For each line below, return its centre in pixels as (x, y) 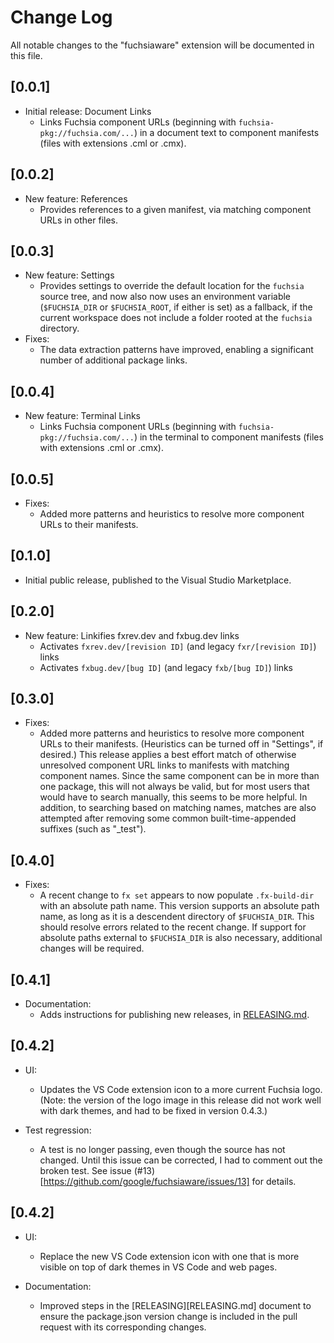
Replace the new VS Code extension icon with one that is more (169, 1256)
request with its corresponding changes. (123, 1327)
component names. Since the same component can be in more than (179, 776)
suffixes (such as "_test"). (93, 829)
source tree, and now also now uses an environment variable (165, 297)
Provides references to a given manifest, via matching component (175, 209)
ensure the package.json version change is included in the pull (168, 1316)
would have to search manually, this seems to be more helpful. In (173, 797)
